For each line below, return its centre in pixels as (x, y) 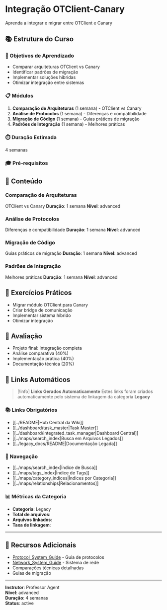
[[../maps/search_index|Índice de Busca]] (55, 467)
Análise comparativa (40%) (40, 353)
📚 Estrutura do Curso (39, 39)
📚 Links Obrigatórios (31, 410)
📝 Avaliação (24, 336)
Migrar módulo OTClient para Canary (50, 305)
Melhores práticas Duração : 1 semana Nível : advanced (61, 277)
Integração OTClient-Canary (65, 9)
